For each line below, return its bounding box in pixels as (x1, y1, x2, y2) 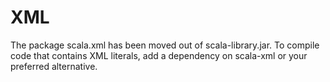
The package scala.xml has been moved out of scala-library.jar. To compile (10, 39, 320, 51)
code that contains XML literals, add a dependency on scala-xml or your (10, 49, 308, 61)
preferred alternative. (10, 60, 98, 72)
